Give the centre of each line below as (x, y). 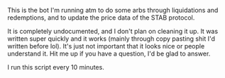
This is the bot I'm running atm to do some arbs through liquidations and (113, 10)
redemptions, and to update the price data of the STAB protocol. (101, 18)
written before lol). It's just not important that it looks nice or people (106, 46)
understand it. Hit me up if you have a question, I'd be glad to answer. (109, 53)
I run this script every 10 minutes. (56, 67)
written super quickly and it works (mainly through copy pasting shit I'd (111, 39)
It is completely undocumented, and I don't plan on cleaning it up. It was (113, 31)
